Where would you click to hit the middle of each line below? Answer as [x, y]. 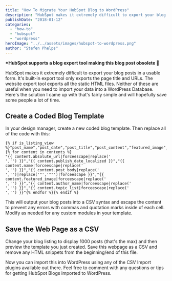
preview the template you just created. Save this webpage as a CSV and [81, 247]
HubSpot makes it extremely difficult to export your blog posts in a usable [83, 73]
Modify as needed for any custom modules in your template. [69, 213]
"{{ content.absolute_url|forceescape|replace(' [58, 157]
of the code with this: [28, 134]
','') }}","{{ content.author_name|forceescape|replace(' [68, 184]
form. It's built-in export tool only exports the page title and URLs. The [79, 78]
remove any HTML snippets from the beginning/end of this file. [72, 252]
